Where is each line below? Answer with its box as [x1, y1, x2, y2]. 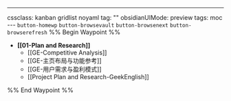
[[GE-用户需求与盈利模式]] [27, 66, 102, 73]
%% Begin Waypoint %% [49, 28, 121, 36]
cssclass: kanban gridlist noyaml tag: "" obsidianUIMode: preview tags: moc [7, 14, 223, 21]
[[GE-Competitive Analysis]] [27, 48, 107, 57]
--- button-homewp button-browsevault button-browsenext [7, 21, 168, 29]
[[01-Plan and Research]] [16, 42, 91, 49]
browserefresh [7, 29, 48, 36]
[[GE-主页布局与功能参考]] [27, 57, 102, 65]
